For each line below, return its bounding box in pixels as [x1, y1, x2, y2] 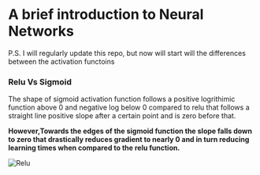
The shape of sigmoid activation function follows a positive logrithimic [8, 95, 236, 104]
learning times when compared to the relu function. [8, 143, 180, 153]
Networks [8, 22, 75, 40]
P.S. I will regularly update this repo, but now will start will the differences [8, 48, 247, 58]
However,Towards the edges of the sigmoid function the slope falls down [8, 126, 252, 136]
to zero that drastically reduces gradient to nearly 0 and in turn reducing [8, 135, 250, 144]
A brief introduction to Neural [8, 6, 204, 24]
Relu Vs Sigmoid [8, 76, 72, 87]
